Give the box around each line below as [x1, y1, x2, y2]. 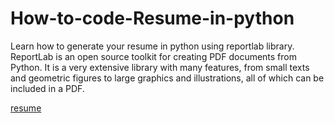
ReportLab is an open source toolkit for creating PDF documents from [10, 50, 298, 62]
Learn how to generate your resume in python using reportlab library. [10, 40, 295, 52]
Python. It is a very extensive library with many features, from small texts [10, 61, 310, 73]
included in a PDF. [10, 82, 85, 94]
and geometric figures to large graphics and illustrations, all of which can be [10, 72, 325, 84]
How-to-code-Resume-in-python [10, 7, 295, 30]
